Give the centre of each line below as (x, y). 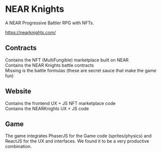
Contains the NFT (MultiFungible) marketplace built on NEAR (67, 60)
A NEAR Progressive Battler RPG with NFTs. (50, 23)
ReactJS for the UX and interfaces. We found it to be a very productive (77, 141)
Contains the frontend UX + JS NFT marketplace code (60, 103)
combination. (19, 147)
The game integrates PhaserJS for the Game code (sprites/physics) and (79, 136)
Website (18, 91)
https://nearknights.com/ (30, 32)
